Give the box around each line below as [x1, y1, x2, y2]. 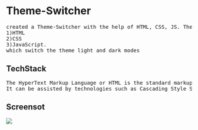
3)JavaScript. [6, 41, 47, 48]
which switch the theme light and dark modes [6, 47, 140, 54]
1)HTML [6, 29, 25, 36]
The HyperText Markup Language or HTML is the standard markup [6, 79, 193, 86]
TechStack [6, 64, 47, 74]
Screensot [6, 102, 45, 112]
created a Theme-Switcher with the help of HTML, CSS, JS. [6, 24, 181, 30]
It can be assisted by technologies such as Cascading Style [6, 85, 187, 92]
